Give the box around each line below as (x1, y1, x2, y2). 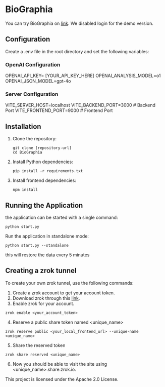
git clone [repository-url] (12, 145, 72, 150)
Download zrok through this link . (12, 295, 80, 301)
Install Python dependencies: (12, 159, 73, 165)
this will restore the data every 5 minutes (5, 252, 90, 258)
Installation (5, 122, 41, 131)
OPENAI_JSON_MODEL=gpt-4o (5, 78, 71, 84)
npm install (12, 187, 38, 192)
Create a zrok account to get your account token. (12, 290, 115, 296)
